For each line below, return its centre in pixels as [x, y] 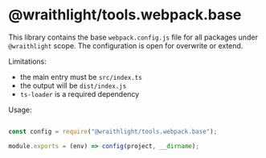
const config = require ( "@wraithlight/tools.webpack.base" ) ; [113, 131]
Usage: [20, 110]
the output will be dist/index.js [73, 85]
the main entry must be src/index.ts [81, 77]
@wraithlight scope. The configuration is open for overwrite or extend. [126, 45]
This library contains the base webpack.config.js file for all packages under [133, 37]
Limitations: [27, 61]
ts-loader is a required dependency [80, 94]
